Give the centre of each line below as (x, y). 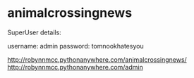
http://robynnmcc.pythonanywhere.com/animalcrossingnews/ (97, 59)
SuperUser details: (34, 32)
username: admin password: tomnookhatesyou (75, 46)
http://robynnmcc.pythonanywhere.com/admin (75, 67)
